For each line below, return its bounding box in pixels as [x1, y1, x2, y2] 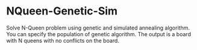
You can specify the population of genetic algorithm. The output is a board [6, 30, 192, 37]
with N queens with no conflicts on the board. [6, 37, 119, 44]
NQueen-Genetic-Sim [6, 4, 118, 18]
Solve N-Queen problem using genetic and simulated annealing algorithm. [6, 24, 190, 31]
